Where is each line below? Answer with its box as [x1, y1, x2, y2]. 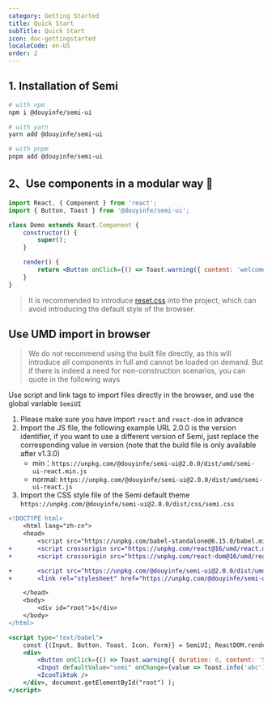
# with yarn [8, 123, 49, 131]
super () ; [37, 236, 67, 244]
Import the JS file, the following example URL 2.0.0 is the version [19, 423, 236, 433]
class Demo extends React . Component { [8, 221, 139, 229]
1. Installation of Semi [8, 79, 119, 93]
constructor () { [23, 228, 79, 237]
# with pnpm [8, 145, 49, 154]
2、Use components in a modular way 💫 [8, 177, 213, 191]
